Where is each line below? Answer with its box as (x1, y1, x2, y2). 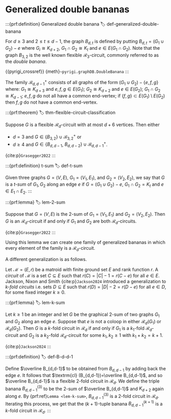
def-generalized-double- (106, 21, 159, 27)
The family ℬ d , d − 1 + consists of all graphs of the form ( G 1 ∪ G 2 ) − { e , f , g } (5, 78, 159, 87)
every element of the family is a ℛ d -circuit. (5, 245, 95, 252)
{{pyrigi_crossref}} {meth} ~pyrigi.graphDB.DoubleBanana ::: (5, 68, 129, 75)
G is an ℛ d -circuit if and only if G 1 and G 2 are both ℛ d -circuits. (5, 218, 137, 226)
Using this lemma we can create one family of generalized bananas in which (5, 240, 166, 246)
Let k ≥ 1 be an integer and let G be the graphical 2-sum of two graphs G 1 (5, 311, 160, 318)
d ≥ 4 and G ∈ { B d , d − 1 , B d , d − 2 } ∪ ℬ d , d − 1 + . (12, 140, 108, 149)
